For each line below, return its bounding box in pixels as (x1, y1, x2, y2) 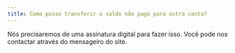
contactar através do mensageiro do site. (7, 37, 127, 46)
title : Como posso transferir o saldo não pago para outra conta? (7, 10, 207, 18)
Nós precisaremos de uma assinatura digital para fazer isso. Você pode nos (7, 30, 228, 38)
